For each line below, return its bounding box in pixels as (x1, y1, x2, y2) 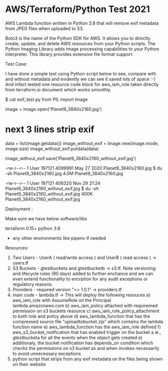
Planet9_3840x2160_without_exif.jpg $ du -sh (5, 185, 99, 191)
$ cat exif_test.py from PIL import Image (5, 96, 88, 102)
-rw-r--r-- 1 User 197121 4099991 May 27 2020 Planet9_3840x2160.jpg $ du (5, 165, 162, 171)
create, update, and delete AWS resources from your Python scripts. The (5, 40, 156, 46)
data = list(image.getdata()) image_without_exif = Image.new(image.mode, (5, 140, 159, 146)
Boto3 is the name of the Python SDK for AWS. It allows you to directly (5, 35, 150, 41)
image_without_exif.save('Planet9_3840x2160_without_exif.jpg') (5, 155, 136, 161)
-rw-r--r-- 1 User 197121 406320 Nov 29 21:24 (5, 180, 101, 186)
